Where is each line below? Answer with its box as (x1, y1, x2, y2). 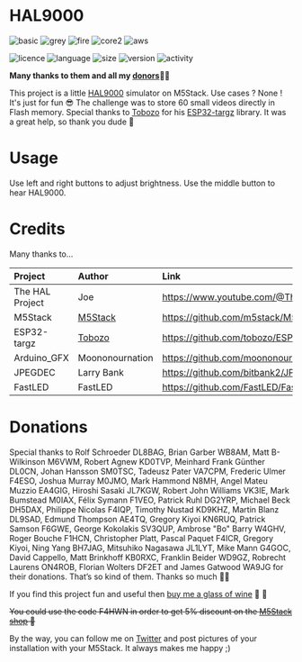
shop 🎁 (9, 615, 36, 626)
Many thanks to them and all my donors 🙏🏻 (9, 69, 171, 81)
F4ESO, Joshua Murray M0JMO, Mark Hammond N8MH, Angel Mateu (9, 475, 268, 486)
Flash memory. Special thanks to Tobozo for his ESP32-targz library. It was (9, 106, 287, 117)
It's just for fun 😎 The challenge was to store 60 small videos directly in (9, 96, 276, 108)
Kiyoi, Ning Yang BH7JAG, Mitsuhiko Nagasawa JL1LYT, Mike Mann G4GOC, (9, 542, 291, 553)
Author (77, 269, 110, 282)
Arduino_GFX (13, 351, 69, 364)
